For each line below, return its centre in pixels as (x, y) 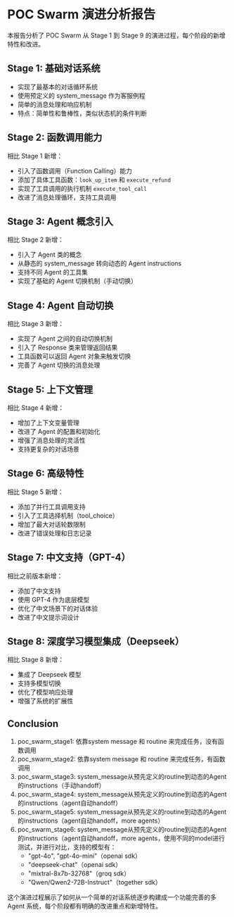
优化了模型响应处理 (45, 692)
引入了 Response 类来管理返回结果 (67, 348)
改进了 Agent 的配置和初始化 (59, 431)
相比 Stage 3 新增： (36, 324)
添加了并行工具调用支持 (51, 506)
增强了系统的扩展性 (45, 701)
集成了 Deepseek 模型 (50, 675)
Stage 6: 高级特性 (46, 474)
